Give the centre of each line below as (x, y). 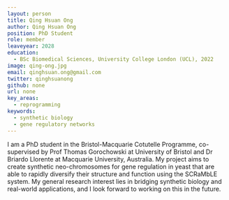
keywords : (22, 111)
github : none (26, 85)
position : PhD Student (40, 33)
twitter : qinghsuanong (40, 79)
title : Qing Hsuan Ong (40, 20)
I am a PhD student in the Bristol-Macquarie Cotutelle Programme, (102, 144)
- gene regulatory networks (54, 124)
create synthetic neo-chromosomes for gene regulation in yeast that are (111, 166)
